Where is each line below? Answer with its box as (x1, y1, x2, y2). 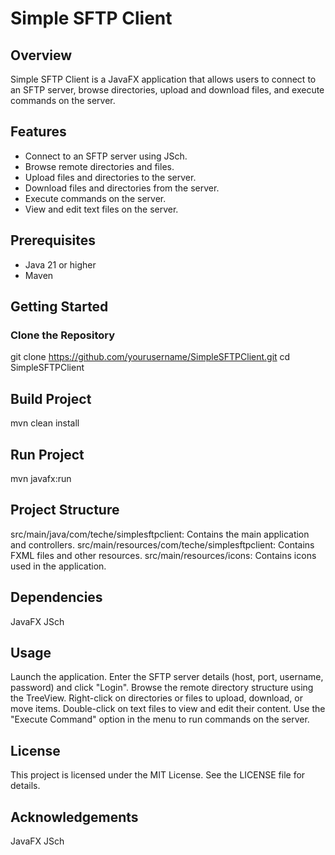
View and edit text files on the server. (24, 203, 179, 215)
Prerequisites (10, 232, 96, 249)
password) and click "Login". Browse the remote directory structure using (10, 682, 314, 694)
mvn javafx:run (10, 472, 72, 484)
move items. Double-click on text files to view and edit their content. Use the (10, 703, 326, 715)
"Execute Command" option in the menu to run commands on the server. (10, 713, 310, 726)
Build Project (10, 390, 92, 407)
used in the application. (10, 560, 107, 572)
